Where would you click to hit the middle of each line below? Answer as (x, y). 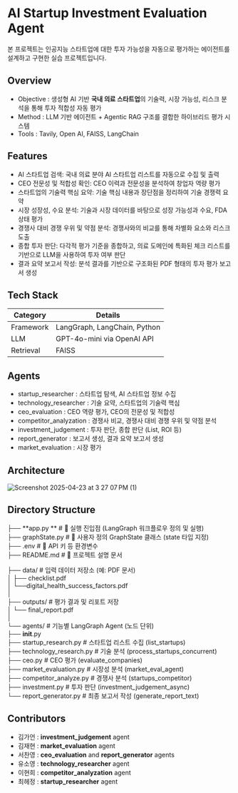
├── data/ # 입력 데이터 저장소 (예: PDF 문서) (72, 570)
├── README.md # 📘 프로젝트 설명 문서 (65, 555)
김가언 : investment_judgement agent (73, 737)
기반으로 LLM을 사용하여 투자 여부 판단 (72, 254)
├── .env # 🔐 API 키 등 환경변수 (53, 546)
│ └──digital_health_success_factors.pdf (68, 585)
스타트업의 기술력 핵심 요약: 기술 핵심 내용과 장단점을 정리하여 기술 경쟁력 (119, 192)
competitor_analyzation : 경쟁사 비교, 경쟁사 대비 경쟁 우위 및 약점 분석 (117, 421)
